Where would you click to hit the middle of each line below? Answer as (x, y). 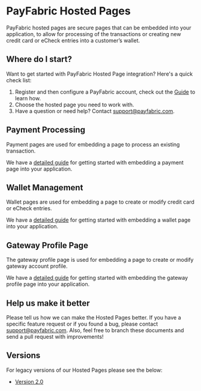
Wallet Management (45, 187)
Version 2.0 (29, 381)
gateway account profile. (37, 266)
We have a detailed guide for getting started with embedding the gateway (97, 278)
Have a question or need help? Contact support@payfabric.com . (95, 111)
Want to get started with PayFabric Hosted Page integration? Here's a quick (100, 74)
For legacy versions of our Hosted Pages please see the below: (85, 370)
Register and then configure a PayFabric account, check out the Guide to (105, 92)
